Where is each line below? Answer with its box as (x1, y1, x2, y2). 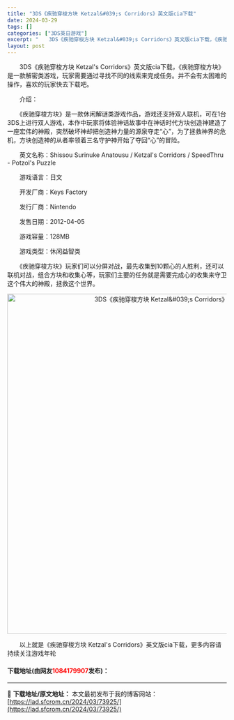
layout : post (7, 43, 45, 50)
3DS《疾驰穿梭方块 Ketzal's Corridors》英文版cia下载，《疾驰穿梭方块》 (19, 63, 225, 70)
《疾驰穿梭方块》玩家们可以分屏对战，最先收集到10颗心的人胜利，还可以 (19, 262, 224, 270)
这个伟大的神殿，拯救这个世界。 (7, 280, 99, 287)
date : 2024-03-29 (7, 17, 58, 24)
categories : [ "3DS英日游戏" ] (7, 29, 88, 37)
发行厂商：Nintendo (19, 203, 77, 211)
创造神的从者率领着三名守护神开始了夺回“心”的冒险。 (31, 136, 184, 144)
